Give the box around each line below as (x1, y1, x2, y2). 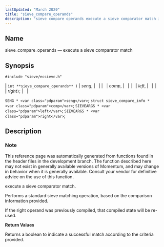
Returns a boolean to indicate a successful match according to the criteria (5, 231, 154, 237)
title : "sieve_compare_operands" (5, 12, 73, 17)
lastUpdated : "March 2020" (5, 7, 60, 12)
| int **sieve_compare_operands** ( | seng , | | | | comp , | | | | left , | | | (5, 83, 156, 88)
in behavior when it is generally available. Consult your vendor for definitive (5, 168, 157, 174)
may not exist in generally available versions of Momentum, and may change (5, 163, 159, 169)
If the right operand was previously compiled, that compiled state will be (5, 207, 150, 213)
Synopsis (5, 62, 34, 70)
